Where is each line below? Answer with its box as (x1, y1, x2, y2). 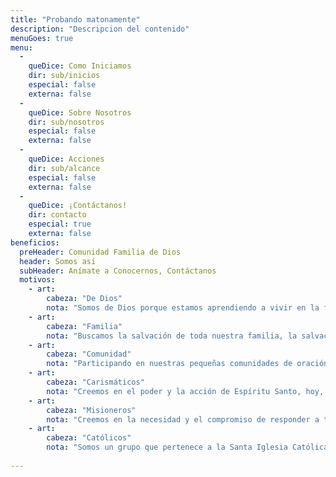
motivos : (19, 275, 56, 285)
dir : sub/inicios (28, 71, 101, 81)
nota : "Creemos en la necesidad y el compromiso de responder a (46, 414, 320, 425)
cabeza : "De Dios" (46, 294, 123, 304)
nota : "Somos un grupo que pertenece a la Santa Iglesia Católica (46, 442, 329, 453)
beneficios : (10, 237, 60, 248)
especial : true (28, 219, 92, 230)
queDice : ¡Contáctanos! (28, 201, 128, 211)
